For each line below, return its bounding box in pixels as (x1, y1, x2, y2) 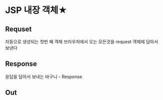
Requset (5, 24, 32, 33)
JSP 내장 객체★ (5, 4, 67, 16)
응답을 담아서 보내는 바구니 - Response (5, 73, 82, 79)
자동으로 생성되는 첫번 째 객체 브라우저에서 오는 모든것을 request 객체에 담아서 (5, 38, 158, 44)
